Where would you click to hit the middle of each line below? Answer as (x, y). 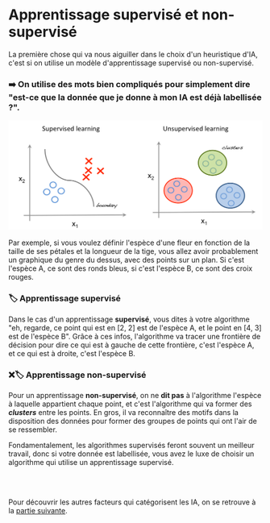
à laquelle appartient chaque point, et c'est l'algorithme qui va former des (130, 404)
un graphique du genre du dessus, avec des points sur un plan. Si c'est (126, 260)
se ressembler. (33, 430)
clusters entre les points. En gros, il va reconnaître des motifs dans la (124, 412)
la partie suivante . (38, 510)
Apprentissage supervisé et (104, 15)
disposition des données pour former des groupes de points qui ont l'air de (133, 421)
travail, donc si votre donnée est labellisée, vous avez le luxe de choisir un (131, 454)
